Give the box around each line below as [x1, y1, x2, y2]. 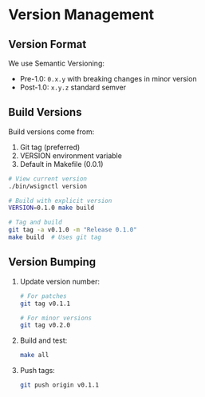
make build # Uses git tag [8, 233, 102, 241]
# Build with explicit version [8, 197, 112, 204]
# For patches [19, 292, 67, 300]
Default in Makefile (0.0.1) [19, 159, 104, 169]
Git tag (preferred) [19, 142, 81, 152]
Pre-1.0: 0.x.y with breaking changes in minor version [19, 74, 197, 83]
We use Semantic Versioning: [8, 58, 105, 68]
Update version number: [19, 276, 101, 286]
